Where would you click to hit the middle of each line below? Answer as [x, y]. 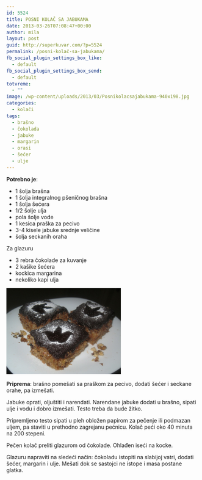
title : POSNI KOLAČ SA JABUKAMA [47, 19]
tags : [13, 116]
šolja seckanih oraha [41, 236]
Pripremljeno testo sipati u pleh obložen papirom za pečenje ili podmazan [99, 420]
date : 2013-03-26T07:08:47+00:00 [49, 26]
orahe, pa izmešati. [31, 390]
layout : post [23, 39]
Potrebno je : [22, 179]
